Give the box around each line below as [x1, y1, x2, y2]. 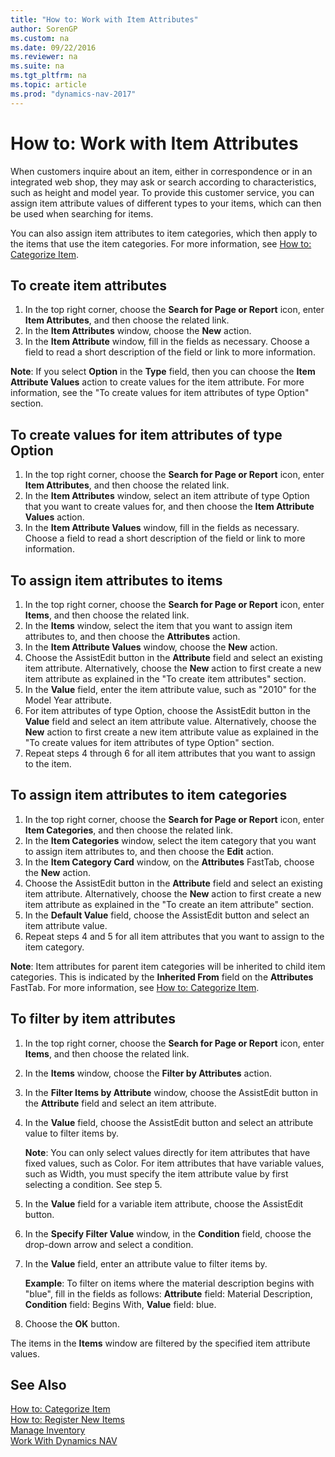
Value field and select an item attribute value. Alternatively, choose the [24, 716, 317, 727]
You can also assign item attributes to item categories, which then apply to [10, 227, 318, 239]
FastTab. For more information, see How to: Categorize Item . [10, 981, 260, 993]
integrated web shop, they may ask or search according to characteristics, [10, 176, 317, 188]
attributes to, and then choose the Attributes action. [24, 631, 241, 642]
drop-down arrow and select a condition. [24, 1238, 194, 1250]
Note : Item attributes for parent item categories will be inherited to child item [10, 960, 326, 972]
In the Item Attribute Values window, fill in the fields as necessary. [24, 522, 300, 534]
